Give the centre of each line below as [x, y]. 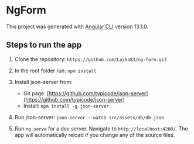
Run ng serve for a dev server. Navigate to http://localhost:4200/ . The [101, 128]
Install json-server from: [44, 82]
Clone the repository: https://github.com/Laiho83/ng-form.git [91, 59]
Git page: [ [36, 93]
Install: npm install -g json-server [66, 106]
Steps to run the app [44, 45]
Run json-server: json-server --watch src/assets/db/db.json [89, 117]
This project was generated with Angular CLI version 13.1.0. [77, 26]
